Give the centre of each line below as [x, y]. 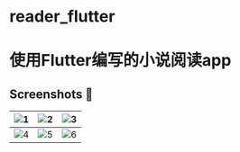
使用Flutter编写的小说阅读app [120, 61]
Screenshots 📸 [51, 94]
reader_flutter [62, 17]
